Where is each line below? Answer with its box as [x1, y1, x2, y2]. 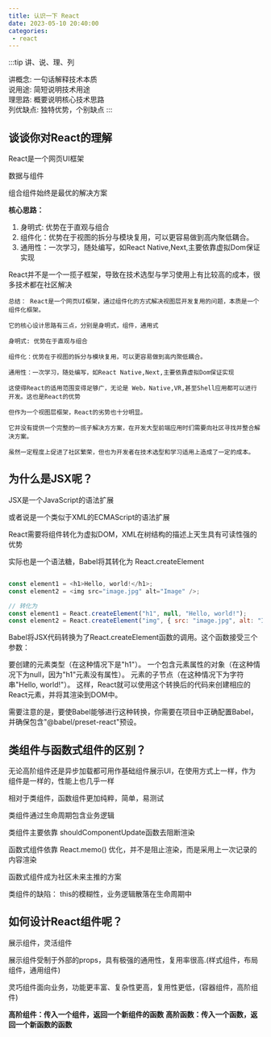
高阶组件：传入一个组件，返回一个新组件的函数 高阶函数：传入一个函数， [8, 1010, 251, 1019]
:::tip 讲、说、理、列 [8, 57, 75, 67]
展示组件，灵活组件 [8, 938, 73, 947]
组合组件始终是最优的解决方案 [8, 188, 107, 198]
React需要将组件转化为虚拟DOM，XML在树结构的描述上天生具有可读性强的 [8, 529, 258, 539]
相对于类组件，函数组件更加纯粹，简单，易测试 [8, 793, 164, 803]
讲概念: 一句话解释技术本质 [8, 74, 98, 85]
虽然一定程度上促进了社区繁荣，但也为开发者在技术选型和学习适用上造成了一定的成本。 [8, 449, 255, 457]
